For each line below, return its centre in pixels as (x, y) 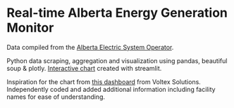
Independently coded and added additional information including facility (111, 89)
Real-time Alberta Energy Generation (117, 13)
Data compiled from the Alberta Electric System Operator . (90, 47)
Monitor (30, 28)
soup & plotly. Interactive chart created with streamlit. (84, 68)
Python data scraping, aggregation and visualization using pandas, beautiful (117, 60)
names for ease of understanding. (56, 97)
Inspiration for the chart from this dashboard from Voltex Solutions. (104, 81)
